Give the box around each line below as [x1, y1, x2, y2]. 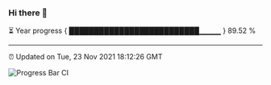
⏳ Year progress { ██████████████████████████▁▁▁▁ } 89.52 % [8, 26, 256, 35]
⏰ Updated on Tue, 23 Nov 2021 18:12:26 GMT [8, 52, 163, 62]
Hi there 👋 [8, 7, 48, 18]
